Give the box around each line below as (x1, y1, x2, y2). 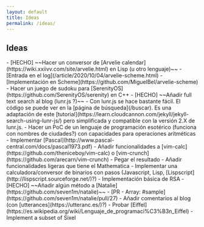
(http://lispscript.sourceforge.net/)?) (6, 175, 97, 183)
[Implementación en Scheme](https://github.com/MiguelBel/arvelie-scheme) (6, 79, 199, 86)
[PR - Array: (111, 188, 141, 195)
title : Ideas (6, 15, 40, 21)
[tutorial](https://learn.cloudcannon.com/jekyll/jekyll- (55, 111, 189, 118)
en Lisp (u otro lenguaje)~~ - (109, 65, 182, 73)
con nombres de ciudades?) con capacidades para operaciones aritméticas (6, 130, 196, 138)
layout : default (6, 9, 47, 15)
